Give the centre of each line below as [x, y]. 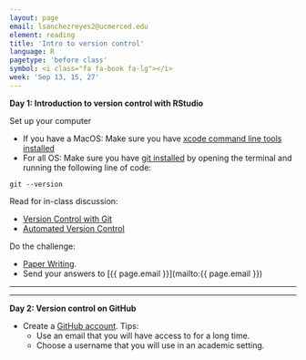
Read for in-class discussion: [64, 201]
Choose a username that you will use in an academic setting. [150, 345]
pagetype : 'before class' [58, 60]
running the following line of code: [87, 167]
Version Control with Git [67, 219]
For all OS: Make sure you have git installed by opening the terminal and [158, 158]
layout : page [34, 18]
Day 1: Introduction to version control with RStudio [107, 103]
